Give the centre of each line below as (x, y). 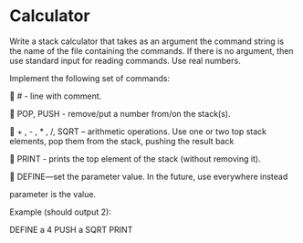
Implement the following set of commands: (90, 78)
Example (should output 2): (60, 212)
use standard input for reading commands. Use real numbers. (125, 60)
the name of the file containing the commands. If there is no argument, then (151, 50)
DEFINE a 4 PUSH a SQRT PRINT (71, 229)
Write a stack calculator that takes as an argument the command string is (147, 41)
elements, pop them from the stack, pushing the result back (122, 141)
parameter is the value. (53, 194)
